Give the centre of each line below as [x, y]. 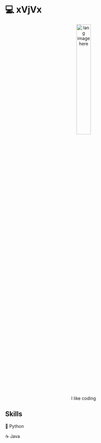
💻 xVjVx [24, 10]
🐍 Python [14, 426]
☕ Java [13, 436]
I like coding [84, 398]
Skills [14, 414]
